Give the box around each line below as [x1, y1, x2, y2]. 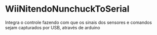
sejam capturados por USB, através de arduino [5, 24, 100, 30]
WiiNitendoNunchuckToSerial [5, 3, 130, 15]
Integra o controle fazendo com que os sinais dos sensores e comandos [5, 19, 152, 25]
